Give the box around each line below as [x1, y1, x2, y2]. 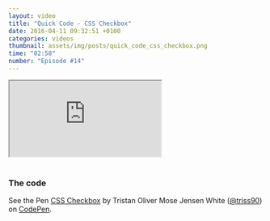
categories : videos [8, 34, 74, 43]
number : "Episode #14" [8, 57, 85, 66]
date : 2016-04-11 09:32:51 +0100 [8, 27, 121, 35]
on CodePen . [8, 204, 53, 215]
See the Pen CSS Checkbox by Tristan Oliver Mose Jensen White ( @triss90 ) [8, 196, 263, 206]
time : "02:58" [8, 49, 57, 57]
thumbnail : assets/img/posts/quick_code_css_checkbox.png [8, 42, 208, 50]
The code [8, 177, 47, 189]
